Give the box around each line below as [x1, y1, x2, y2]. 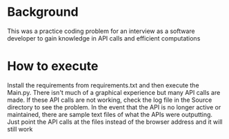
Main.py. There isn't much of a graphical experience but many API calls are [7, 88, 221, 96]
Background [7, 4, 79, 20]
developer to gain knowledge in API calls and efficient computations [7, 34, 201, 42]
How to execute [7, 58, 99, 74]
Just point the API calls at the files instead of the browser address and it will [7, 118, 223, 126]
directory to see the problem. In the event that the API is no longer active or [7, 103, 221, 111]
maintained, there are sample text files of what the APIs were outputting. [7, 110, 212, 118]
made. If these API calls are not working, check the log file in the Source [7, 96, 212, 104]
